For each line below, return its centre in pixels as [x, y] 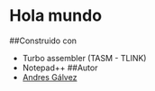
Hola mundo [55, 16]
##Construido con [43, 41]
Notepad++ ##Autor [60, 68]
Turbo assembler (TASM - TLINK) [84, 58]
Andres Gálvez [50, 77]
